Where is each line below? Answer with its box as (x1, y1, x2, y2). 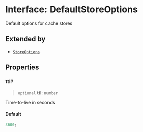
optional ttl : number (17, 90, 58, 96)
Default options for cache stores (5, 20, 72, 26)
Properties (5, 63, 39, 72)
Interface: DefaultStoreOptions (5, 4, 138, 15)
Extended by (5, 35, 46, 43)
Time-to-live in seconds (5, 100, 55, 106)
